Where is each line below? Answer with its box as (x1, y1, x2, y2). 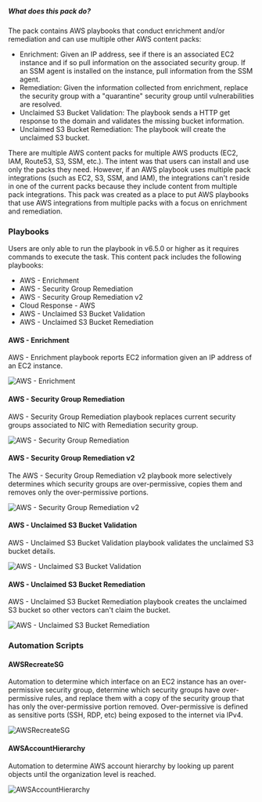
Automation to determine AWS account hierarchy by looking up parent (8, 761, 235, 771)
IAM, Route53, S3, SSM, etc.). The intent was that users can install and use (8, 156, 249, 166)
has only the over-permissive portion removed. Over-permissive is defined (8, 702, 249, 712)
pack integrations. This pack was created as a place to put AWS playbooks (8, 189, 249, 199)
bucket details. (8, 546, 56, 556)
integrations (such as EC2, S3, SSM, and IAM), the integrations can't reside (8, 173, 250, 182)
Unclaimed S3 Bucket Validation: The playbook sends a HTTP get (19, 108, 231, 117)
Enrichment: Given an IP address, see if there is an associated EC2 (19, 49, 235, 59)
